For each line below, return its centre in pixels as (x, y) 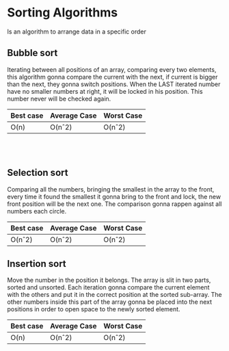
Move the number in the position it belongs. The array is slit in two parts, (109, 280)
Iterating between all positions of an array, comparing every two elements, (112, 69)
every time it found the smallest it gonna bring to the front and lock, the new (114, 196)
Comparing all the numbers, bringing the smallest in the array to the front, (111, 189)
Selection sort (38, 173)
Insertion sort (37, 264)
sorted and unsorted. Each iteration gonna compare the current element (108, 287)
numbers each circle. (37, 211)
